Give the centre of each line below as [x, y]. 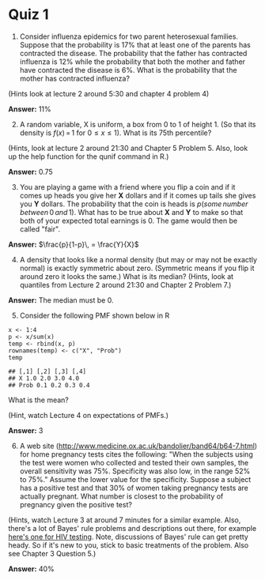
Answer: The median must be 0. [61, 300]
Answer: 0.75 [30, 171]
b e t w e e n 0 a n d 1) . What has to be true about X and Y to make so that [131, 212]
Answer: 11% [30, 109]
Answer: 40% [31, 569]
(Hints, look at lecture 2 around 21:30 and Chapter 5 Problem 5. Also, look [128, 148]
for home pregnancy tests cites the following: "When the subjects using [136, 454]
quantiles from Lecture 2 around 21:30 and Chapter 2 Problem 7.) [125, 284]
